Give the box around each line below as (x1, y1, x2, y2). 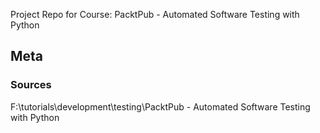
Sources (10, 78, 52, 92)
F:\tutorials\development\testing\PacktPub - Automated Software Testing (10, 100, 311, 113)
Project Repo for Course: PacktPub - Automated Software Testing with (10, 9, 300, 20)
